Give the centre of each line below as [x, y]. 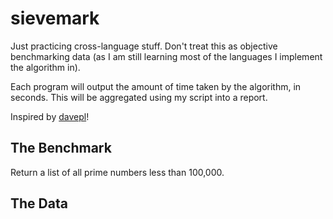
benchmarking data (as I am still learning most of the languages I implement [166, 56]
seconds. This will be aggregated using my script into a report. [139, 97]
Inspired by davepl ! [50, 116]
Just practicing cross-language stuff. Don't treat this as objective [144, 46]
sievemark [55, 18]
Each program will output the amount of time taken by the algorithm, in [156, 86]
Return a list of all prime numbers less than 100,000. [117, 172]
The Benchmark [61, 148]
